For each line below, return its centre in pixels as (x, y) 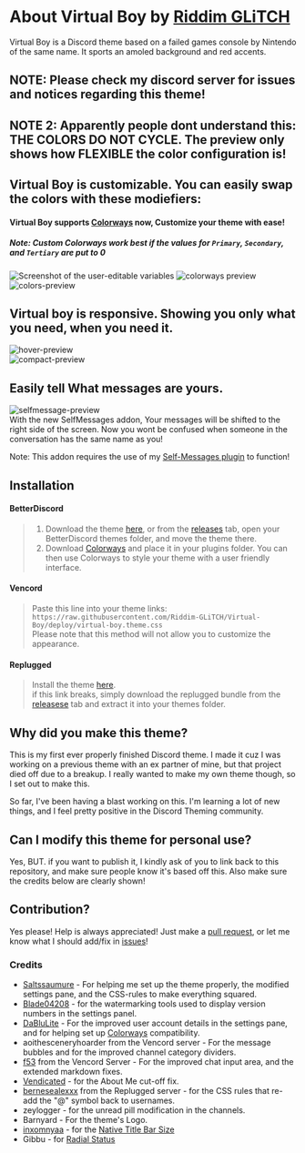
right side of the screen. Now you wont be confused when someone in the (149, 430)
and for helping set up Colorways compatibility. (111, 1033)
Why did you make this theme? (99, 733)
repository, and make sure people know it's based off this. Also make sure (148, 871)
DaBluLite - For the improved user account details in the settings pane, (155, 1023)
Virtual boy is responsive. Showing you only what (152, 314)
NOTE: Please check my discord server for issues (152, 81)
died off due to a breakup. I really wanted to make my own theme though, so (152, 774)
